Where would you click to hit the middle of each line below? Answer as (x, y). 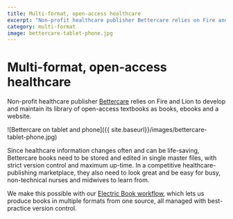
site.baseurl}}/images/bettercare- (159, 130)
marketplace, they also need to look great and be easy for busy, (129, 173)
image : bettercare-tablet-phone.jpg (60, 33)
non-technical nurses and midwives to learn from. (78, 180)
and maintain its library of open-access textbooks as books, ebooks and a (113, 109)
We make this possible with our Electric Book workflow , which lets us (106, 194)
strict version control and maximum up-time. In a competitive (94, 165)
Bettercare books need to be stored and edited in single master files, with (112, 158)
